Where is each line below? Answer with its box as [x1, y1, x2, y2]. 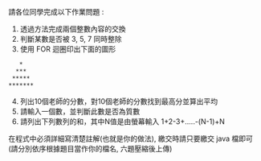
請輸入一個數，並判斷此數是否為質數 [19, 107, 141, 116]
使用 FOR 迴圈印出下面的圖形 [19, 44, 116, 54]
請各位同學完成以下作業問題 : [8, 7, 104, 16]
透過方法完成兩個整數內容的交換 [19, 24, 126, 34]
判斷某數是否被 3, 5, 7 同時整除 [19, 35, 122, 43]
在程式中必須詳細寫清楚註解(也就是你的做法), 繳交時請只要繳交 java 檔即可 [8, 134, 253, 143]
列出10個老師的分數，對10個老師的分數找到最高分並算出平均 [19, 97, 218, 106]
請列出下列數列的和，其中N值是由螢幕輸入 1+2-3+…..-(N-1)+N [19, 117, 225, 126]
